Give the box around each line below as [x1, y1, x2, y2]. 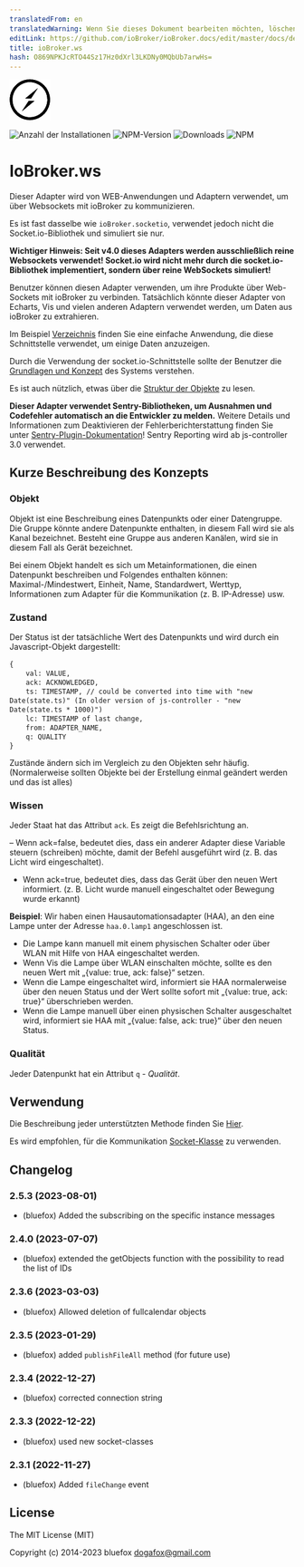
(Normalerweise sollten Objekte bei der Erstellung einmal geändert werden [9, 767, 288, 779]
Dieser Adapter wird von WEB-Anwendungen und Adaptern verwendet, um [9, 191, 290, 202]
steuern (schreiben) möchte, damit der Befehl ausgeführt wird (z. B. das [9, 847, 278, 858]
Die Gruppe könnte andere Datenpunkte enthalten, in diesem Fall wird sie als [9, 522, 295, 534]
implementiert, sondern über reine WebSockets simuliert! [49, 265, 271, 276]
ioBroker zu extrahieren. [9, 311, 100, 322]
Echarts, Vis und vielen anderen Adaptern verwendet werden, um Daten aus [9, 302, 292, 313]
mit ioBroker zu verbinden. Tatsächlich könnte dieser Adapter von [41, 292, 286, 303]
